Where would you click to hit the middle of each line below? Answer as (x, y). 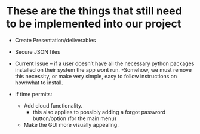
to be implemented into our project (94, 24)
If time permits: (33, 94)
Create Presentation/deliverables (55, 40)
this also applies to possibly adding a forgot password (99, 112)
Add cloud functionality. (53, 105)
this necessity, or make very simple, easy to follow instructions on (96, 76)
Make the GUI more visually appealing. (71, 124)
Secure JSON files (38, 51)
